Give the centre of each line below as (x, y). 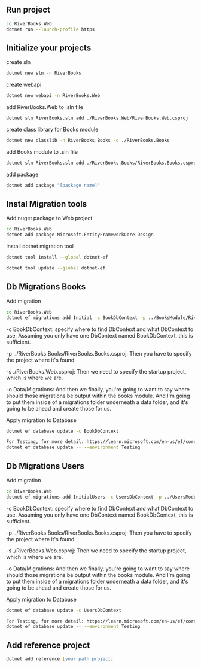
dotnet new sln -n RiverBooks (44, 73)
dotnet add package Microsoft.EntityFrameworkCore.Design (80, 235)
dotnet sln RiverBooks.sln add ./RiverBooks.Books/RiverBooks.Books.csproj (103, 163)
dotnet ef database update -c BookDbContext (63, 431)
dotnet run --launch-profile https (51, 29)
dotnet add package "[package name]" (53, 185)
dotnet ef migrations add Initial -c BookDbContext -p (76, 318)
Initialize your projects (49, 48)
